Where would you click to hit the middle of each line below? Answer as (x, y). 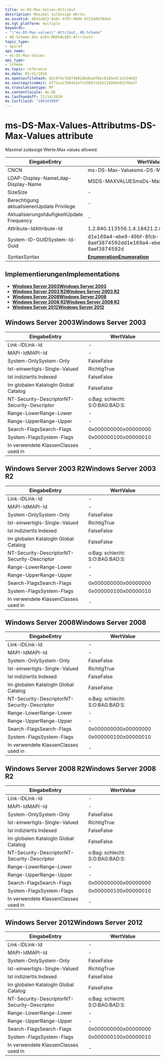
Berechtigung (23, 200)
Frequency (20, 221)
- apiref (14, 46)
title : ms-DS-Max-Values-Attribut (41, 10)
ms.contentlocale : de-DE (30, 92)
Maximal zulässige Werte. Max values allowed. (52, 150)
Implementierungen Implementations (63, 274)
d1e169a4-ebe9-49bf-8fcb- (123, 237)
